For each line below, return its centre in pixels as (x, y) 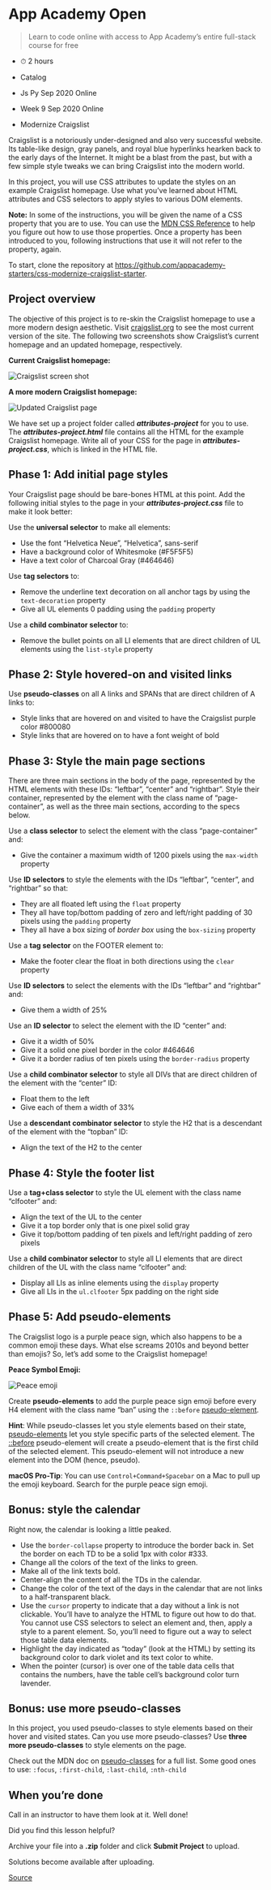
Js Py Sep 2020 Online (58, 93)
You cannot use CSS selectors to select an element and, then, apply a (136, 1622)
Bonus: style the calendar (74, 1510)
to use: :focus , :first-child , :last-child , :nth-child (97, 1770)
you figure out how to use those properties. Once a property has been (125, 231)
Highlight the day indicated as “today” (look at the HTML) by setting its (138, 1648)
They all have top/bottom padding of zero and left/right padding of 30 (136, 913)
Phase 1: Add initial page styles (88, 475)
